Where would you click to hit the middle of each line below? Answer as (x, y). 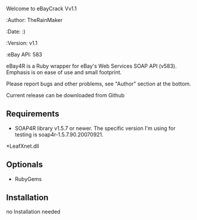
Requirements (33, 114)
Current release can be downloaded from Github (65, 95)
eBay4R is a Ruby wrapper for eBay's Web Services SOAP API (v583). (91, 66)
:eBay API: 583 (24, 55)
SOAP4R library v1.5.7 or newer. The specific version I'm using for (95, 128)
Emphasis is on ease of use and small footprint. (64, 72)
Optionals (25, 165)
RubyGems (28, 179)
